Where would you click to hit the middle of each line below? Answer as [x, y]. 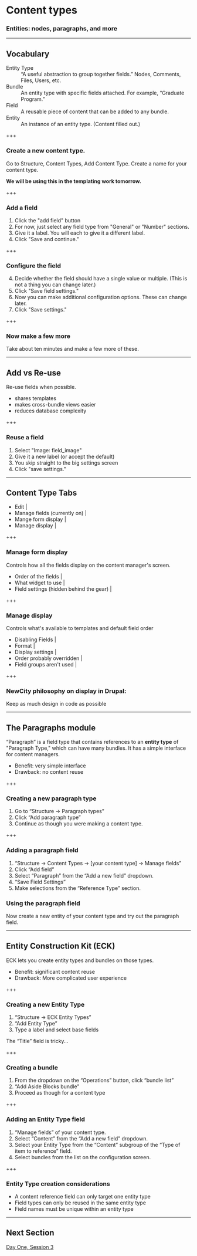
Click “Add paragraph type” [47, 817]
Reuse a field [25, 438]
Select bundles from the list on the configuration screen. [83, 1157]
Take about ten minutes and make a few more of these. [72, 349]
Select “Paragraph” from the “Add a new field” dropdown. [84, 875]
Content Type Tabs [42, 492]
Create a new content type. [46, 151]
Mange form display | [40, 519]
